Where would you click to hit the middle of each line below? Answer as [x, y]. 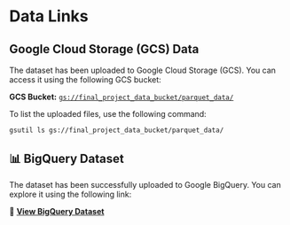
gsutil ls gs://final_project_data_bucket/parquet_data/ [117, 130]
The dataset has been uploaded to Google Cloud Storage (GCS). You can [143, 70]
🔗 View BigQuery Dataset [57, 211]
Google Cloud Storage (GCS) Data [104, 49]
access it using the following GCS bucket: [85, 80]
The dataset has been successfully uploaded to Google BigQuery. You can [145, 184]
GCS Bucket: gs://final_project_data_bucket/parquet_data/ [121, 97]
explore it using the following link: [71, 194]
